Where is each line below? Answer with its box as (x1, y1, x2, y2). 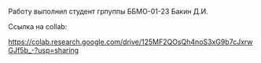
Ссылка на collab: (8, 22, 68, 31)
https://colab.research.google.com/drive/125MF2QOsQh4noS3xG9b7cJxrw (8, 37, 253, 46)
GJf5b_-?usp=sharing (8, 46, 79, 54)
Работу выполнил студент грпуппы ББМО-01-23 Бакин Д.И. (8, 7, 208, 16)
